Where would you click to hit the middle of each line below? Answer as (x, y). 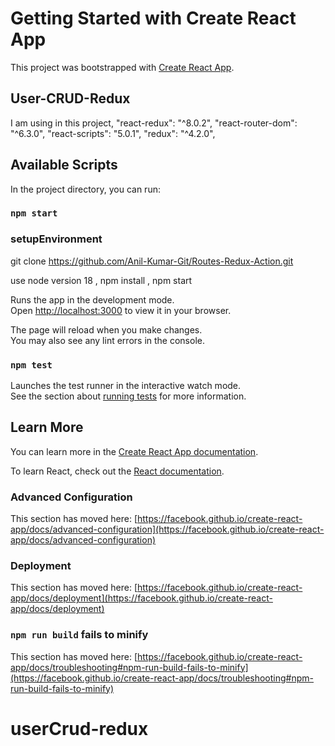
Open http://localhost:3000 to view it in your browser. (121, 310)
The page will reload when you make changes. (106, 329)
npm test (31, 365)
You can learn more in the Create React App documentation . (134, 451)
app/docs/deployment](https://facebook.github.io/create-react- (141, 598)
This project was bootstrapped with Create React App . (122, 67)
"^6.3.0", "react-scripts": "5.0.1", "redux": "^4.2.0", (113, 133)
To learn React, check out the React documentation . (117, 471)
